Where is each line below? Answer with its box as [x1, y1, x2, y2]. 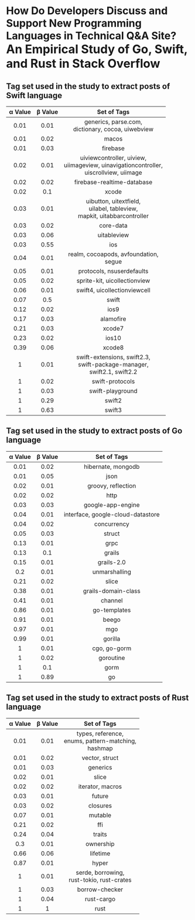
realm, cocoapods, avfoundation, [68, 250, 159, 258]
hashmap [87, 744, 113, 752]
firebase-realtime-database [74, 178, 153, 186]
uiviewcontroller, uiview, [80, 154, 147, 162]
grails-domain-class [83, 586, 141, 595]
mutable [88, 811, 112, 819]
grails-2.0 [97, 558, 126, 566]
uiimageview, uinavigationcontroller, [63, 161, 163, 169]
